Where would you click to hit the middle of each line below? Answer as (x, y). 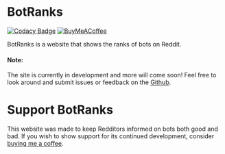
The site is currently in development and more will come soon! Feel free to (112, 75)
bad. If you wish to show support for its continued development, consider (111, 136)
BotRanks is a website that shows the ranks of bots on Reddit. (94, 44)
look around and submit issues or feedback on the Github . (89, 82)
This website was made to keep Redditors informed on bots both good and (113, 129)
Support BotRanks (60, 110)
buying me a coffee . (35, 144)
